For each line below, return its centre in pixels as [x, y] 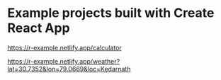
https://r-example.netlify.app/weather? [64, 61]
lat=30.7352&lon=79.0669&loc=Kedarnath [69, 69]
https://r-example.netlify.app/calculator [64, 47]
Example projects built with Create [111, 13]
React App [39, 28]
